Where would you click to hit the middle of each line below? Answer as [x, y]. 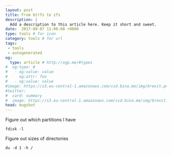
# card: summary [24, 96]
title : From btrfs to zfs [33, 15]
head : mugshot [20, 105]
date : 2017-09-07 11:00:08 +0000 [42, 29]
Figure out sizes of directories [37, 139]
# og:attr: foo [26, 77]
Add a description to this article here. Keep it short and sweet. [83, 24]
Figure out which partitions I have [40, 120]
